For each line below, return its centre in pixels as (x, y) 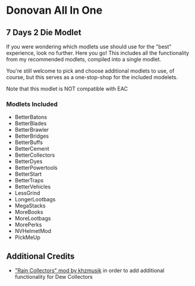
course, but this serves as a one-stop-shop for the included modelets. (92, 77)
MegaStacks (30, 206)
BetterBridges (32, 136)
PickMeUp (27, 237)
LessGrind (27, 193)
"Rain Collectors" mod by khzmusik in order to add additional (89, 271)
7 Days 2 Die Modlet (44, 32)
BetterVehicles (33, 187)
